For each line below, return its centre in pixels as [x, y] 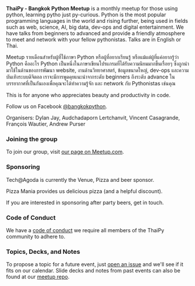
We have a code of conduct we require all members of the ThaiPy [85, 230]
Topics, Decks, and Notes [43, 251]
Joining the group [32, 139]
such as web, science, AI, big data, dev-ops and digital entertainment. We [95, 27]
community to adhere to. [36, 236]
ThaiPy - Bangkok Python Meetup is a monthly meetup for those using [92, 8]
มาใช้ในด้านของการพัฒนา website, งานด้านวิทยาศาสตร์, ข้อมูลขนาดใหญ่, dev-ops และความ [97, 70]
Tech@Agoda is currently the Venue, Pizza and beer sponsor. [80, 180]
